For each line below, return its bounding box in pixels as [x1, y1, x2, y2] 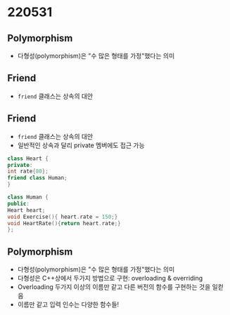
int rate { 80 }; [7, 168, 49, 175]
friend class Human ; [7, 175, 68, 182]
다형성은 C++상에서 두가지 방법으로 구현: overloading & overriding [17, 274, 203, 283]
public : [7, 200, 30, 207]
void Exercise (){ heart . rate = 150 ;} [7, 213, 118, 220]
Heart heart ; [7, 206, 46, 214]
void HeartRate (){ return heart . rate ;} [7, 220, 121, 227]
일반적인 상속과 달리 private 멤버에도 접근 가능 [17, 141, 146, 149]
